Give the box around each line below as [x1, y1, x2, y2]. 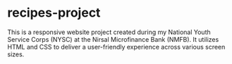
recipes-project [7, 5, 101, 21]
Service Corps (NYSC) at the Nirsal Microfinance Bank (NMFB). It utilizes [7, 35, 219, 43]
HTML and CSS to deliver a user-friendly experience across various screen [7, 42, 226, 51]
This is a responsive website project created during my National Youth [7, 28, 212, 36]
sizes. [7, 50, 25, 58]
